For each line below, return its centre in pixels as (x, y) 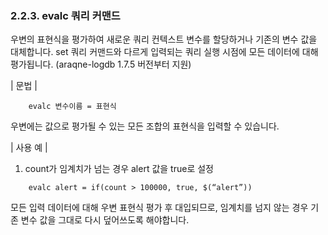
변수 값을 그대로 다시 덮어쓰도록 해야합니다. (105, 220)
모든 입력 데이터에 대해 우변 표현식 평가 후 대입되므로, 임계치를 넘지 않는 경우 (159, 208)
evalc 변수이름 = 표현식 (72, 107)
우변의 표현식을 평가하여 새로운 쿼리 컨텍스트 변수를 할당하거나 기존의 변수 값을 (164, 39)
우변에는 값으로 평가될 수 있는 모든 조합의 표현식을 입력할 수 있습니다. (145, 126)
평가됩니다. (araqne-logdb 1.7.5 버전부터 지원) (101, 64)
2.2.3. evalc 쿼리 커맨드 (65, 15)
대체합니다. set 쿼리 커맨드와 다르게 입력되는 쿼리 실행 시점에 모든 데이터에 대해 (164, 52)
